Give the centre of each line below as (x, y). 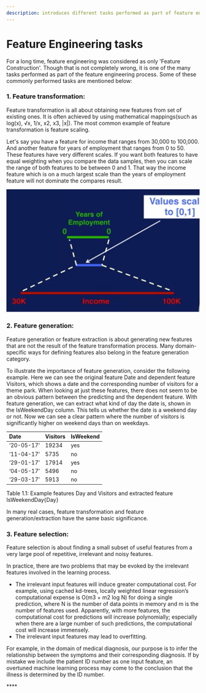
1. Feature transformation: (46, 96)
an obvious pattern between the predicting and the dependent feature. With (102, 397)
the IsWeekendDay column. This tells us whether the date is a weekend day (102, 410)
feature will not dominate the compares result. (64, 181)
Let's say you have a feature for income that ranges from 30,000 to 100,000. (103, 141)
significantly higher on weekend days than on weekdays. (78, 423)
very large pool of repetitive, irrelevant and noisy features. (80, 554)
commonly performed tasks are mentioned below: (70, 80)
